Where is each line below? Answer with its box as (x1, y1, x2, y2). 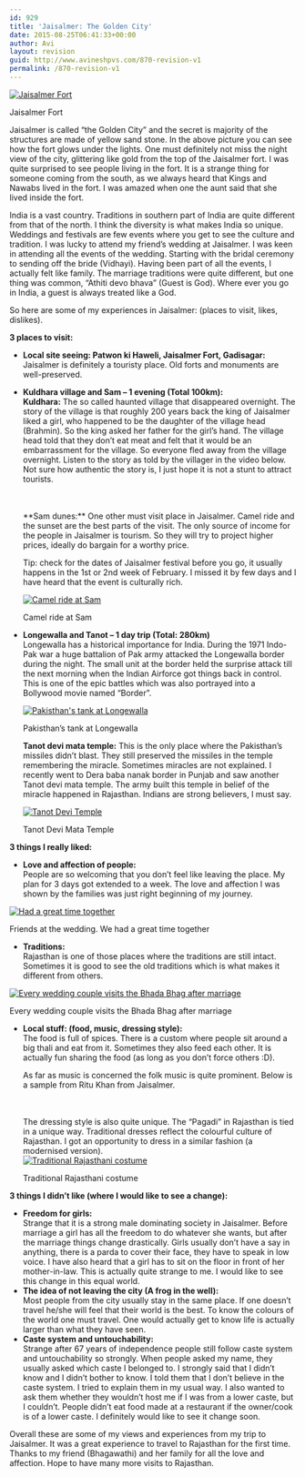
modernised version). (22, 1145, 104, 1156)
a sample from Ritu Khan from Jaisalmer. (22, 1079, 176, 1090)
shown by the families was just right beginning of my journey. (22, 888, 253, 899)
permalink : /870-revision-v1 (9, 65, 120, 74)
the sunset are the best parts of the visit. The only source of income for (22, 520, 291, 531)
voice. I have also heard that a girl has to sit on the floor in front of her (22, 1256, 285, 1267)
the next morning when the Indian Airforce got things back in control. (22, 668, 282, 679)
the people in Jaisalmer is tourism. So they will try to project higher (22, 530, 274, 541)
